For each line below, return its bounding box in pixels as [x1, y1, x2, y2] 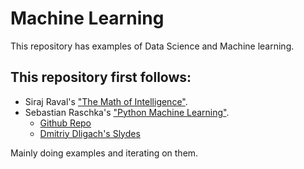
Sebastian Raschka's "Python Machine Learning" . [24, 106, 230, 118]
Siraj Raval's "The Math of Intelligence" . [24, 95, 188, 107]
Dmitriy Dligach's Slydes [39, 127, 141, 139]
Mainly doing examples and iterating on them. [10, 147, 199, 159]
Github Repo [39, 117, 92, 129]
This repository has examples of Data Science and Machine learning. [10, 40, 295, 52]
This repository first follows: [10, 69, 192, 86]
